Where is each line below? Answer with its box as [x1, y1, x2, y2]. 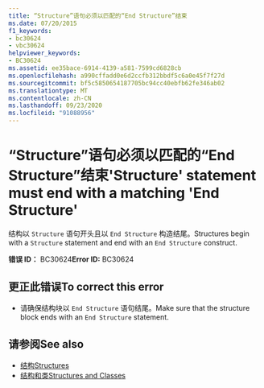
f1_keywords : [8, 27, 52, 35]
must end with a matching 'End [8, 184, 220, 202]
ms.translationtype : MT [8, 86, 89, 95]
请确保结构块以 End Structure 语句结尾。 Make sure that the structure [19, 303, 250, 312]
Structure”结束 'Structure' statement [8, 167, 257, 185]
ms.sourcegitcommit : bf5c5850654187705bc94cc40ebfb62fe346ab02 [8, 79, 225, 87]
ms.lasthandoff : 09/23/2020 [8, 101, 103, 109]
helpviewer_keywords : [8, 49, 81, 57]
